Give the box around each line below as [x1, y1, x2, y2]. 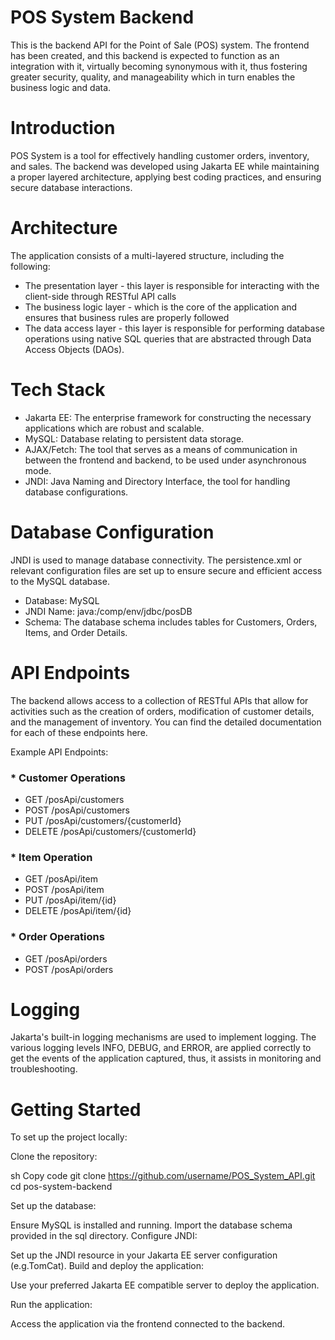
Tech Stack [10, 379, 106, 401]
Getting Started [10, 1098, 142, 1121]
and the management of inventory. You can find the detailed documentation [10, 716, 322, 728]
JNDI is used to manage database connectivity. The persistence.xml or [10, 554, 303, 566]
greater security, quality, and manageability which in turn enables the [10, 71, 296, 83]
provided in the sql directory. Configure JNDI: [10, 1230, 198, 1242]
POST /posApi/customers [24, 804, 130, 816]
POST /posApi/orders [24, 963, 114, 975]
